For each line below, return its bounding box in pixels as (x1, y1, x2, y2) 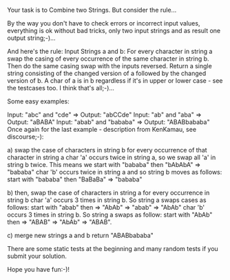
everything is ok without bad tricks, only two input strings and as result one (7, 27, 221, 34)
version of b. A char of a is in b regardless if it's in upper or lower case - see (7, 77, 223, 85)
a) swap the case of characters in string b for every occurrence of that (7, 146, 208, 154)
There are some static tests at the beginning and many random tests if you (7, 245, 218, 252)
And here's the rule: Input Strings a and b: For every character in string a (7, 48, 213, 55)
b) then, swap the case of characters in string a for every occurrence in (7, 189, 210, 197)
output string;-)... (7, 34, 56, 42)
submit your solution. (7, 252, 67, 260)
